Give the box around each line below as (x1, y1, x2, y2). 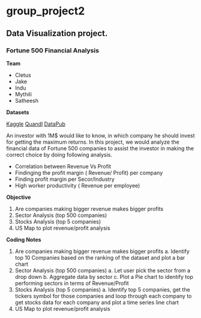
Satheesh (14, 97, 39, 104)
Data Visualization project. (6, 28, 108, 38)
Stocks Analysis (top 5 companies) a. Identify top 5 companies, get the (14, 286, 190, 293)
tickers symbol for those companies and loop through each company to (14, 292, 192, 299)
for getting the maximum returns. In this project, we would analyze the (6, 138, 180, 145)
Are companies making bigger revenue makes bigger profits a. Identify (14, 248, 190, 255)
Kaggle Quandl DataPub (6, 120, 66, 127)
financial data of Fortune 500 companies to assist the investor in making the (6, 144, 194, 151)
